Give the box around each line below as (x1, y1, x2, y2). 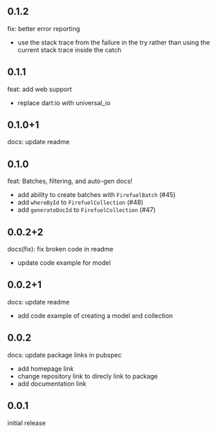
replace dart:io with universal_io (17, 98, 111, 107)
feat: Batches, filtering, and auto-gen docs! (7, 177, 133, 186)
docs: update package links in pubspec (7, 350, 122, 359)
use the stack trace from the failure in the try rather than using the (17, 38, 211, 47)
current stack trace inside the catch (17, 45, 122, 54)
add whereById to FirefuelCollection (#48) (17, 198, 143, 207)
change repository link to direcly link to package (17, 372, 158, 380)
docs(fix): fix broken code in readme (7, 245, 114, 254)
